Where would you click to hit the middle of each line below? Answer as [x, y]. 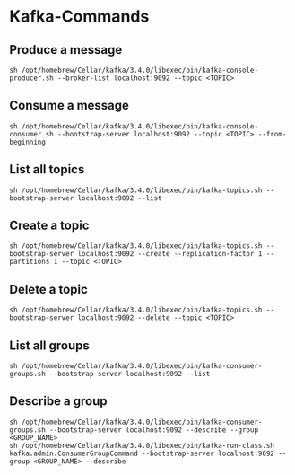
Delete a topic [48, 289]
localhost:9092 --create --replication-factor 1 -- [176, 254]
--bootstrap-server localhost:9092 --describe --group [153, 430]
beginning [28, 142]
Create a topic [49, 226]
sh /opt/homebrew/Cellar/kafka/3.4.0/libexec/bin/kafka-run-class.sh [142, 445]
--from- [272, 134]
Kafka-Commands [79, 17]
